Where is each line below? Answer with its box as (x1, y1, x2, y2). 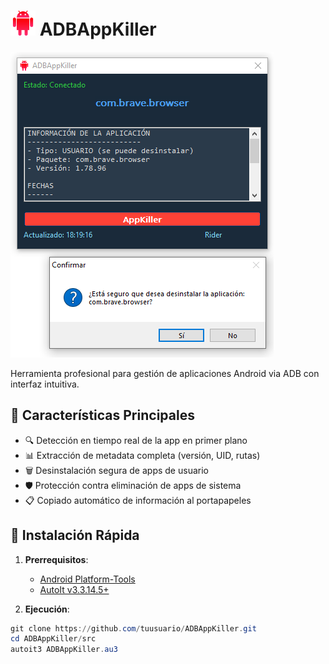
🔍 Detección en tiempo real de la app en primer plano (24, 434, 248, 446)
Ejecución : (24, 603, 70, 615)
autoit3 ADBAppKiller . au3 (10, 645, 118, 655)
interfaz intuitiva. (10, 378, 80, 390)
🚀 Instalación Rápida (10, 527, 140, 544)
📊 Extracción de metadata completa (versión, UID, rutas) (24, 449, 261, 461)
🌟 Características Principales (10, 407, 195, 424)
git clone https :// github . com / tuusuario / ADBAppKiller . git (10, 623, 257, 634)
